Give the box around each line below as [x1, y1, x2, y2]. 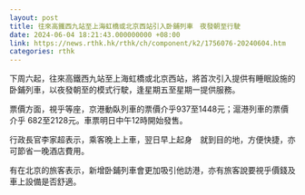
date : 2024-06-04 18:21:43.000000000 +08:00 [9, 30, 181, 39]
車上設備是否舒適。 [9, 176, 82, 187]
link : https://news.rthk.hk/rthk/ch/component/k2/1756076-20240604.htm [9, 38, 286, 48]
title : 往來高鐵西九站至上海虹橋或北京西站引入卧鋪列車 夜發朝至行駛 [9, 22, 241, 31]
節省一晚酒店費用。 [16, 146, 89, 157]
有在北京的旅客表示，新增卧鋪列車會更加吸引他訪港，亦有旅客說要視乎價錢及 [9, 165, 296, 176]
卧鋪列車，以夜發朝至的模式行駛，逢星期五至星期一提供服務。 [9, 84, 241, 95]
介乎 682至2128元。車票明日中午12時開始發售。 [9, 115, 188, 126]
